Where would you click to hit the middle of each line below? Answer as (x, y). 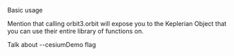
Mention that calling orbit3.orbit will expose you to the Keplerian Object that (117, 23)
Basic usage (25, 10)
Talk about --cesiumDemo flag (52, 44)
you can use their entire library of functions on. (76, 31)
